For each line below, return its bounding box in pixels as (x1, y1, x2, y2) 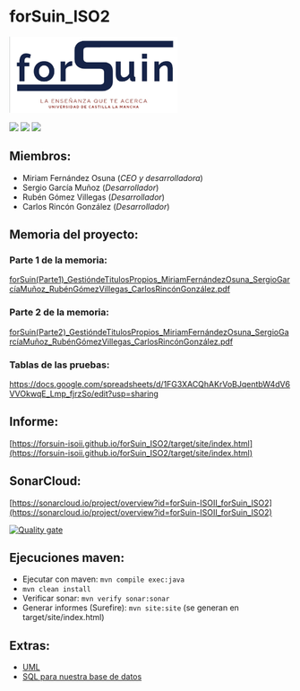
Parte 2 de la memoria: (9, 307, 110, 319)
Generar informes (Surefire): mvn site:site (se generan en (21, 602, 240, 613)
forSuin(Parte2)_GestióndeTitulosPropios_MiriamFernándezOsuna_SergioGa (9, 326, 289, 337)
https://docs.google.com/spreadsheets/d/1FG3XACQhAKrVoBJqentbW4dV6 (9, 378, 291, 389)
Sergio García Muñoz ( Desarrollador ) (21, 182, 159, 193)
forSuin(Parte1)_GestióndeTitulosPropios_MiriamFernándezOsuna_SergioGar (9, 274, 291, 285)
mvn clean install (21, 585, 91, 594)
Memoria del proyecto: (9, 227, 139, 243)
